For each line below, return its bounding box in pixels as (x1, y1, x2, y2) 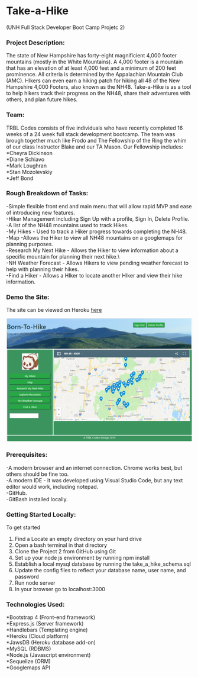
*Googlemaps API (6, 664, 50, 671)
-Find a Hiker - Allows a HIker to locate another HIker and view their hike (6, 272, 183, 279)
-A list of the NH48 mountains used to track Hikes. (6, 221, 129, 228)
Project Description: (6, 38, 65, 47)
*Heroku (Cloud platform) (6, 633, 69, 640)
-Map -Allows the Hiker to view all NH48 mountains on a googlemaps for (6, 234, 183, 241)
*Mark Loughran (6, 162, 47, 169)
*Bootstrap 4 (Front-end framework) (6, 614, 96, 621)
